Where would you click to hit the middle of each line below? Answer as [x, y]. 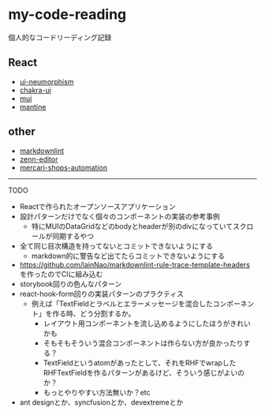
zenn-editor [39, 159]
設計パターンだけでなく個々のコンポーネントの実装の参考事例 [120, 216]
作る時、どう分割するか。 [94, 313]
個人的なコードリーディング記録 [60, 37]
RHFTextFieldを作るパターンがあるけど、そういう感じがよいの [144, 372]
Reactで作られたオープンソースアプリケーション [97, 206]
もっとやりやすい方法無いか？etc [97, 392]
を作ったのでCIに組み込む [61, 274]
